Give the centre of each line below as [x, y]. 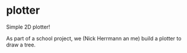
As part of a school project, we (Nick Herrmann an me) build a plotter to [94, 38]
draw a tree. [21, 45]
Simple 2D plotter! [28, 27]
